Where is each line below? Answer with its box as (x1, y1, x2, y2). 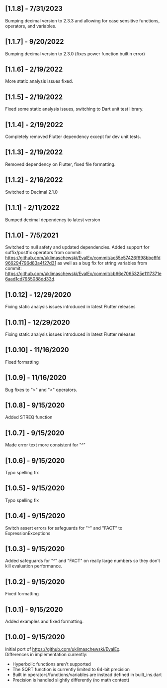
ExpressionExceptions (5, 530, 51, 536)
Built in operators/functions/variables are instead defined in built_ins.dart (12, 672, 162, 678)
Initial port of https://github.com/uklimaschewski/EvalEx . (5, 646, 121, 652)
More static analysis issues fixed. (5, 78, 74, 84)
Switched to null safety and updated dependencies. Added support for (5, 244, 150, 250)
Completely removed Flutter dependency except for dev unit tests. (5, 134, 141, 139)
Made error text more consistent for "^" (5, 442, 86, 448)
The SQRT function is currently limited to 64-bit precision (12, 666, 130, 672)
